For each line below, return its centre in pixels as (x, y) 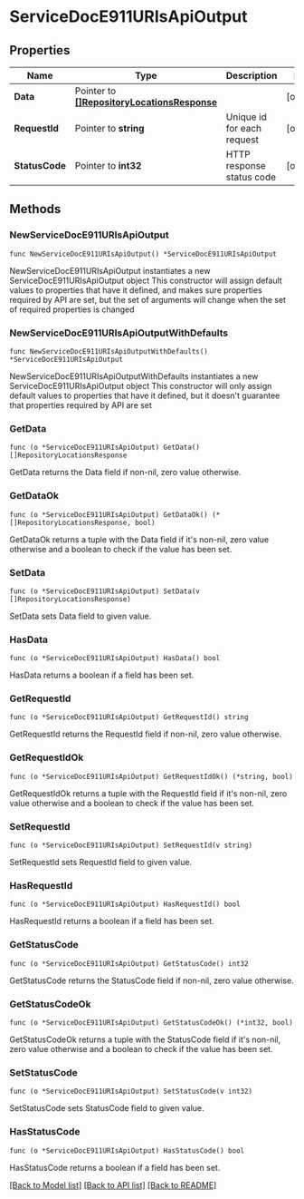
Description (252, 76)
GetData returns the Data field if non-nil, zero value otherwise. (125, 473)
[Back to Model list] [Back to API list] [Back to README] (113, 1184)
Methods (35, 209)
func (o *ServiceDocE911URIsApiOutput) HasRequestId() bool (125, 904)
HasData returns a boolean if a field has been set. (102, 675)
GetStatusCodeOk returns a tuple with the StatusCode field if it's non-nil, (145, 1039)
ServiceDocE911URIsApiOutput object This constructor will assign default (146, 280)
